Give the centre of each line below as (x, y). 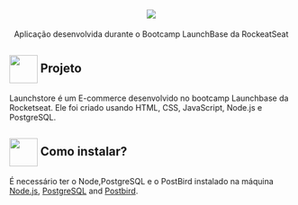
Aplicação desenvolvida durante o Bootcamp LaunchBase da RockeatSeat (151, 34)
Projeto (61, 69)
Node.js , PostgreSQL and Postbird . (74, 191)
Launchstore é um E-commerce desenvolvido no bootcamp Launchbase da (149, 98)
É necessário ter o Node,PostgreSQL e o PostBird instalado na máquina (142, 181)
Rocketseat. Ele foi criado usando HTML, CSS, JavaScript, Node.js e (136, 107)
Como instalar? (84, 152)
